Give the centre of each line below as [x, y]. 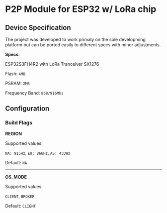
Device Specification [38, 28]
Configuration [27, 109]
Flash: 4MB [15, 74]
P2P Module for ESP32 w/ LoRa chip [81, 9]
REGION [14, 133]
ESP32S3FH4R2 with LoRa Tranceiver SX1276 [52, 64]
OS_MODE [16, 177]
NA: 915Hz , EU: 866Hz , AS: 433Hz [38, 153]
